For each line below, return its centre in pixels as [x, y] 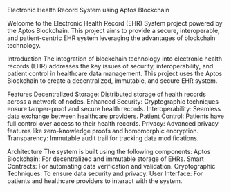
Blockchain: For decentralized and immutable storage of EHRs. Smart [105, 159]
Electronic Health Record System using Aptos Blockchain [88, 10]
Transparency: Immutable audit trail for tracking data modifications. [103, 138]
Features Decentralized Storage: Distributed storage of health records [107, 94]
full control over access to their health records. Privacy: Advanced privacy [113, 123]
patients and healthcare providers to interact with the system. [95, 181]
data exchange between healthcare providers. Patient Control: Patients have [116, 116]
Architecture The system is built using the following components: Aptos [109, 152]
